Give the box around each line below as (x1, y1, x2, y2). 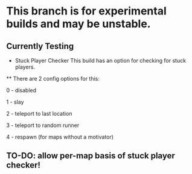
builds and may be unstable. (6, 17, 151, 31)
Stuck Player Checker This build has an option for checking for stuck (14, 57, 186, 64)
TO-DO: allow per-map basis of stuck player (6, 151, 175, 161)
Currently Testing (6, 41, 74, 51)
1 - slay (6, 98, 24, 105)
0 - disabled (6, 87, 37, 94)
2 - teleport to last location (6, 110, 72, 117)
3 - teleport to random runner (6, 122, 80, 129)
